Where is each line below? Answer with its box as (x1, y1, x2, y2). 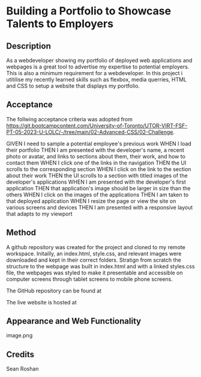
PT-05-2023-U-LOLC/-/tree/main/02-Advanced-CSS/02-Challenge (6, 128, 173, 136)
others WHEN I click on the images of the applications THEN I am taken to (6, 191, 189, 198)
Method (6, 228, 37, 238)
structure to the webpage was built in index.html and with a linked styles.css (6, 262, 195, 270)
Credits (6, 349, 35, 360)
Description (6, 41, 51, 51)
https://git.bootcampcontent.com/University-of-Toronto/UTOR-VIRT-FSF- (6, 122, 188, 129)
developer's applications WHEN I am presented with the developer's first (6, 178, 186, 185)
